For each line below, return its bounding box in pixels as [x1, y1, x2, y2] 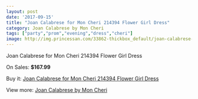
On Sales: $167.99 [6, 64, 51, 71]
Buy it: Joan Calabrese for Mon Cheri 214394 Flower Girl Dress [6, 75, 159, 82]
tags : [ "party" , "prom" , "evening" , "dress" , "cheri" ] [6, 31, 133, 37]
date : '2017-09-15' [6, 14, 54, 20]
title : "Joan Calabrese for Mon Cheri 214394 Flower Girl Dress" [6, 19, 170, 25]
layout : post [6, 8, 38, 15]
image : [6, 36, 22, 42]
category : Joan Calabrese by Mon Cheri [6, 25, 104, 31]
